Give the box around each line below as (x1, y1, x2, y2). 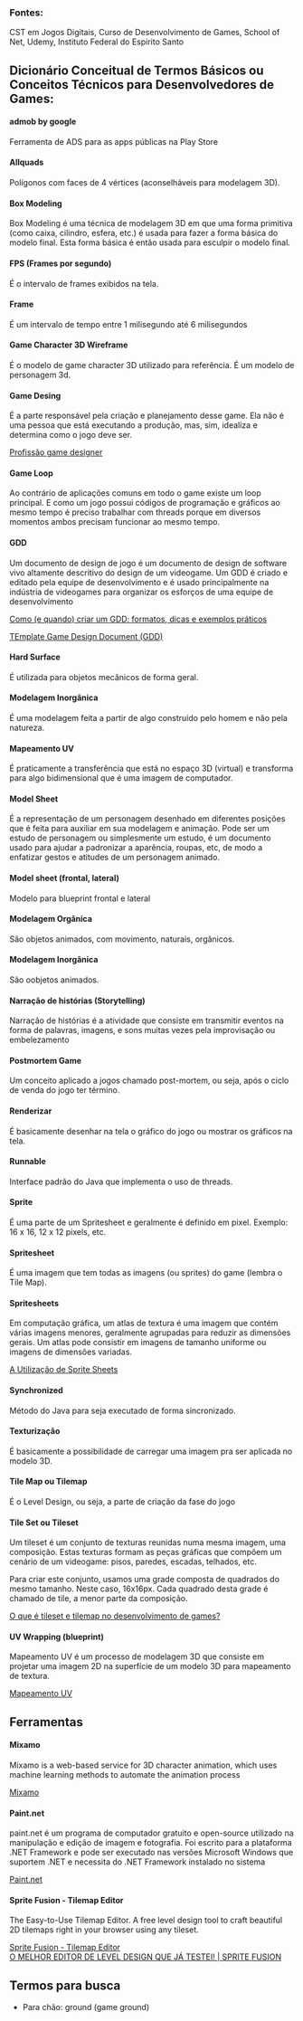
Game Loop (9, 468, 53, 479)
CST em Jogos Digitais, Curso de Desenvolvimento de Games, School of (9, 27, 280, 38)
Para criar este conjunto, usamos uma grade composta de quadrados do (9, 1574, 280, 1585)
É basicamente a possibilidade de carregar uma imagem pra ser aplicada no (9, 1446, 293, 1456)
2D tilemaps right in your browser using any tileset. (9, 1924, 199, 1935)
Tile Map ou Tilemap (9, 1476, 88, 1487)
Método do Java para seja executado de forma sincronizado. (9, 1405, 237, 1416)
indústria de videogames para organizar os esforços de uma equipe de (9, 586, 274, 597)
